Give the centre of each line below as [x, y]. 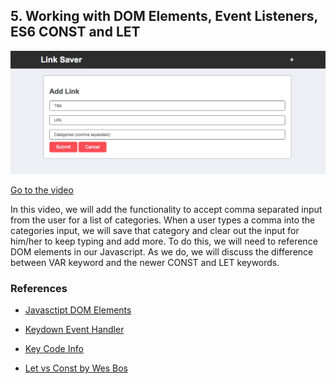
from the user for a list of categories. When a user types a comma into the [163, 220]
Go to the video [42, 190]
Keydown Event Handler [74, 330]
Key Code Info [54, 349]
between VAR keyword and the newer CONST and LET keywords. [145, 263]
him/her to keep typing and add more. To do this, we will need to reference [164, 241]
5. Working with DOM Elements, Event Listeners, [164, 16]
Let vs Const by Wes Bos [76, 368]
